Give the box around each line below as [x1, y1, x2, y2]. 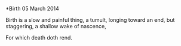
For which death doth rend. [5, 34, 73, 41]
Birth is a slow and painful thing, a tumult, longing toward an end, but [5, 17, 175, 23]
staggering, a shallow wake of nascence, [5, 23, 106, 29]
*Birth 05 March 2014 [5, 5, 59, 12]
